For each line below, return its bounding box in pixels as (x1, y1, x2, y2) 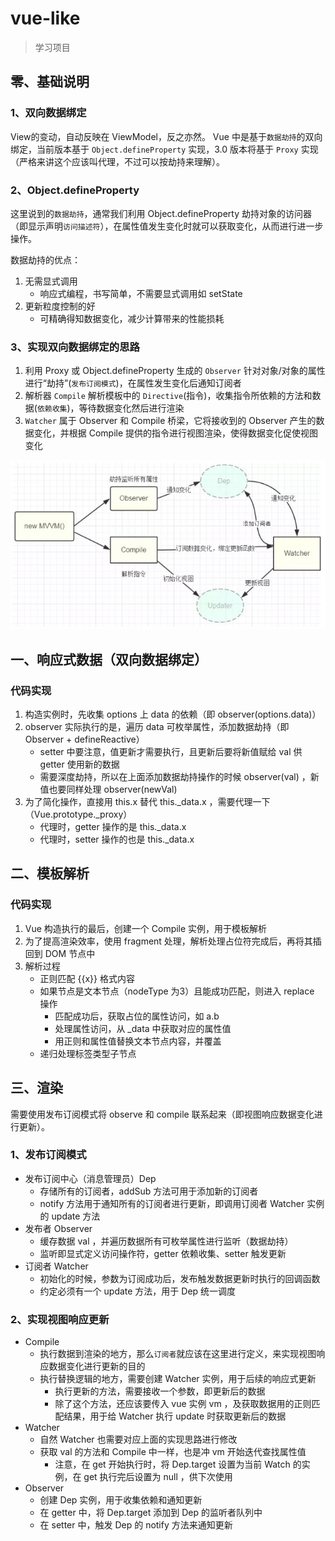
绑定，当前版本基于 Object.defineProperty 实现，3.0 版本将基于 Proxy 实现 (10, 143, 319, 155)
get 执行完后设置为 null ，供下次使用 (83, 1471, 233, 1483)
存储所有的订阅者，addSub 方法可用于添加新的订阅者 (39, 1185, 259, 1197)
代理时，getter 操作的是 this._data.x (39, 821, 187, 833)
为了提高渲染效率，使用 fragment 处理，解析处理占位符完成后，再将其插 (24, 935, 322, 947)
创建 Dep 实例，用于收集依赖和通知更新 (39, 1494, 203, 1506)
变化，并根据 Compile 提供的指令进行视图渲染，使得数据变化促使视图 (33, 427, 319, 439)
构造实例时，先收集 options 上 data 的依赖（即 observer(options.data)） (24, 708, 322, 721)
